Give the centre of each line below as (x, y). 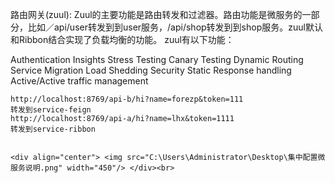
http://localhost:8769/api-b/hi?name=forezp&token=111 (127, 99)
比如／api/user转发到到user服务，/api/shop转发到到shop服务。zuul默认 (175, 27)
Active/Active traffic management (79, 81)
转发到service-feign (51, 110)
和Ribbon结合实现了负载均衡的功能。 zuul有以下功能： (122, 39)
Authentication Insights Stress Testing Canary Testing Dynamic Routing (157, 59)
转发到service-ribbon (53, 129)
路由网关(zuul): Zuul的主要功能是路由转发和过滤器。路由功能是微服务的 (156, 14)
